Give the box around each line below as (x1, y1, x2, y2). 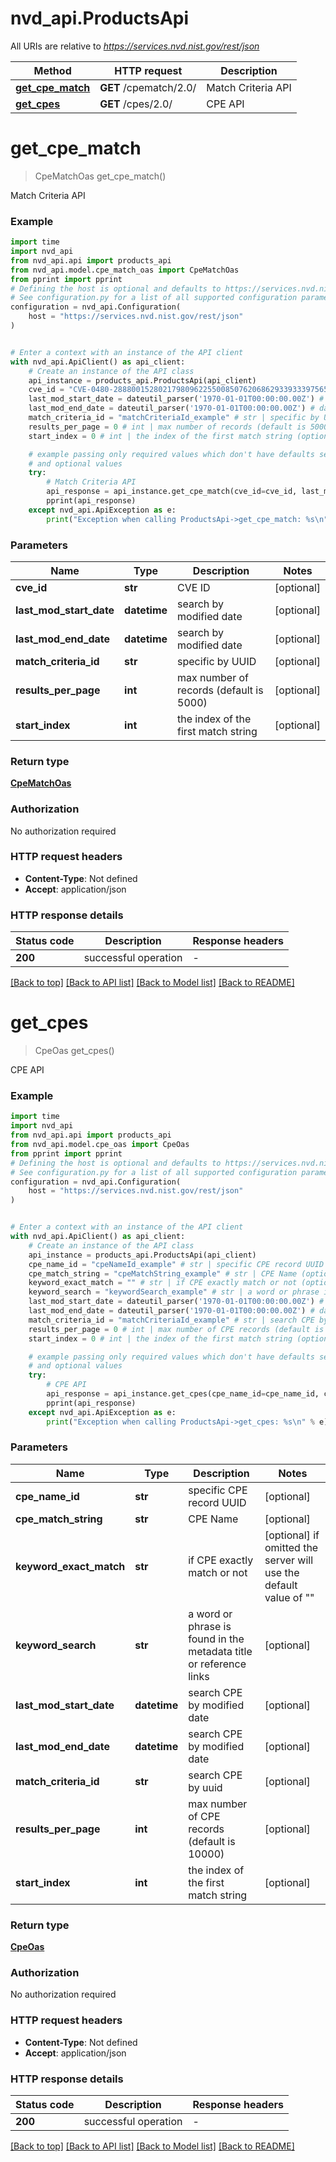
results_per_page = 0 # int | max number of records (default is (28, 422, 307, 432)
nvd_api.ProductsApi (10, 7, 190, 30)
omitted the (264, 1540, 319, 1554)
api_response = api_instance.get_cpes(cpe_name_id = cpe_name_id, (46, 1389, 320, 1399)
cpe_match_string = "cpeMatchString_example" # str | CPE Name (28, 1268, 298, 1279)
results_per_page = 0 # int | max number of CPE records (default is (28, 1324, 325, 1334)
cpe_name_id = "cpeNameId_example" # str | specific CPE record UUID (28, 1259, 325, 1269)
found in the (188, 1632, 245, 1646)
